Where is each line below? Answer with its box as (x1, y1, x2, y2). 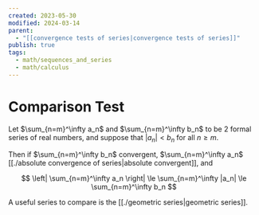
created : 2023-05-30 (8, 11, 77, 20)
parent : (8, 26, 34, 34)
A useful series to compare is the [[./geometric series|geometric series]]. (8, 197, 249, 207)
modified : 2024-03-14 (8, 19, 80, 27)
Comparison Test (8, 97, 125, 115)
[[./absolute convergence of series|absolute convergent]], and (8, 158, 214, 168)
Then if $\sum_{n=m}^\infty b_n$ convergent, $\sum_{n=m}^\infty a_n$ (8, 150, 244, 159)
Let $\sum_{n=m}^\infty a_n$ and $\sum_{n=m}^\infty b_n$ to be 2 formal (8, 124, 252, 134)
